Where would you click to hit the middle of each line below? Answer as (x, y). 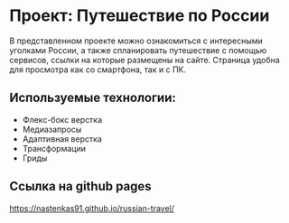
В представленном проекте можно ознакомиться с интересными (136, 41)
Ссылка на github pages (80, 186)
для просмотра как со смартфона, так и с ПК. (98, 70)
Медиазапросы (52, 129)
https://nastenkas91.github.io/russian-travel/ (92, 208)
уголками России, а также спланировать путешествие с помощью (138, 50)
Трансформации (54, 148)
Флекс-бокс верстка (62, 119)
